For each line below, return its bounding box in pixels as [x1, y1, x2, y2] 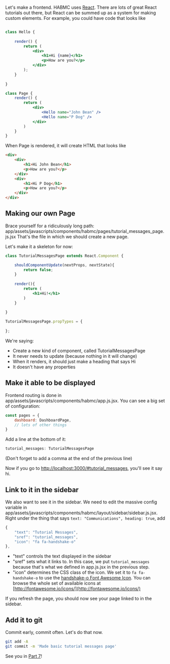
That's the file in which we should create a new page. [17, 233, 129, 240]
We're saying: [5, 337, 34, 343]
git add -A [5, 639, 28, 644]
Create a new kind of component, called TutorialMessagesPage [12, 348, 146, 354]
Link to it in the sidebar [5, 485, 79, 494]
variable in [5, 504, 27, 510]
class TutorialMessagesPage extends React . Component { [5, 253, 124, 258]
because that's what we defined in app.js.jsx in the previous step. [12, 564, 150, 570]
